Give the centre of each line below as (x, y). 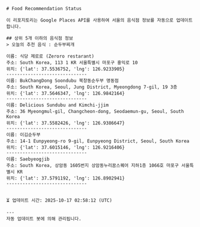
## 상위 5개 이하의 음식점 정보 (40, 38)
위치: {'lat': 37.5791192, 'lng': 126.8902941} (65, 178)
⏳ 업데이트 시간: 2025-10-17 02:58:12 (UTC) (59, 201)
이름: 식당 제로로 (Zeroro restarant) (50, 56)
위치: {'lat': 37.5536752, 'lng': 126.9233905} (65, 69)
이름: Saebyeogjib (28, 159)
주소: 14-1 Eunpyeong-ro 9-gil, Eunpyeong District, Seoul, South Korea (98, 141)
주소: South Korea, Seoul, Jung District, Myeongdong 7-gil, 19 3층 (92, 87)
